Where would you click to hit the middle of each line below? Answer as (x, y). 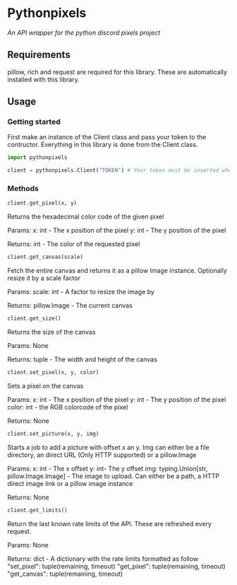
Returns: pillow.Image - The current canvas (70, 306)
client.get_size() (34, 319)
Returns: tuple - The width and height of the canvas (82, 359)
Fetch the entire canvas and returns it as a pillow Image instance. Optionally (117, 271)
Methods (23, 189)
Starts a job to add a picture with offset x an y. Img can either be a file (108, 447)
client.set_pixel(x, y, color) (53, 373)
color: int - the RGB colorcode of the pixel (68, 407)
